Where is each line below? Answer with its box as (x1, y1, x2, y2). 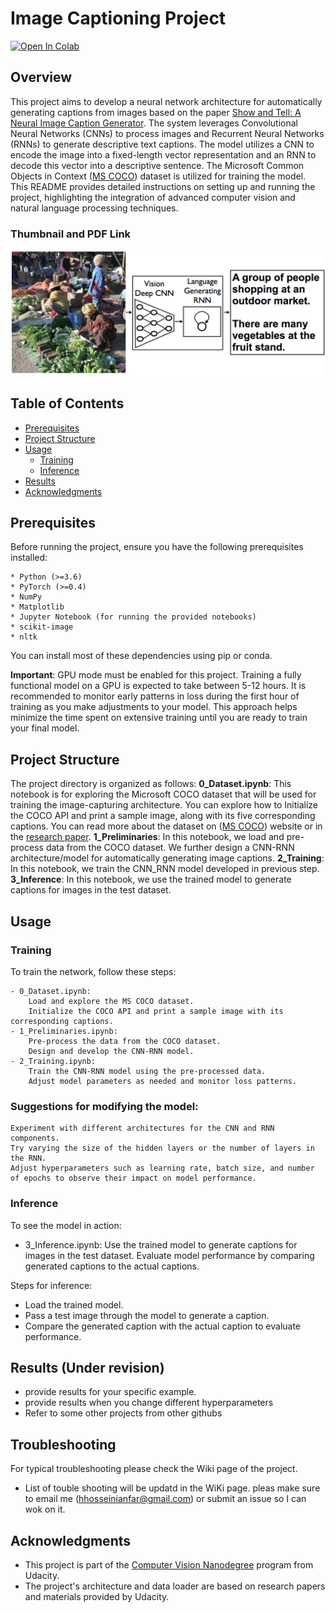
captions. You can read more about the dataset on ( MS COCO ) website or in (10, 820, 323, 832)
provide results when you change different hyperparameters (24, 1397, 274, 1409)
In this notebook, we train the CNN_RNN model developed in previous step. (10, 863, 320, 875)
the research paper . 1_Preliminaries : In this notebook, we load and (10, 831, 285, 843)
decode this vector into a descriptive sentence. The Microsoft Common (10, 159, 305, 171)
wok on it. (24, 1503, 66, 1516)
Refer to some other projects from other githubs (24, 1407, 223, 1419)
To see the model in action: (10, 1219, 122, 1231)
